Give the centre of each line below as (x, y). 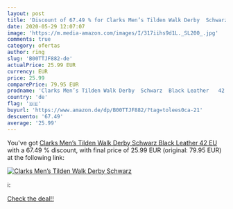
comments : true (29, 39)
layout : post (26, 13)
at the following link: (36, 157)
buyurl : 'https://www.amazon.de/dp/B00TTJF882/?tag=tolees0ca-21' (105, 110)
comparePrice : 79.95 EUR (43, 84)
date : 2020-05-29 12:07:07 (46, 26)
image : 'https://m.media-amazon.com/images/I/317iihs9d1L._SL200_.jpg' (113, 33)
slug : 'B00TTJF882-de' (40, 59)
